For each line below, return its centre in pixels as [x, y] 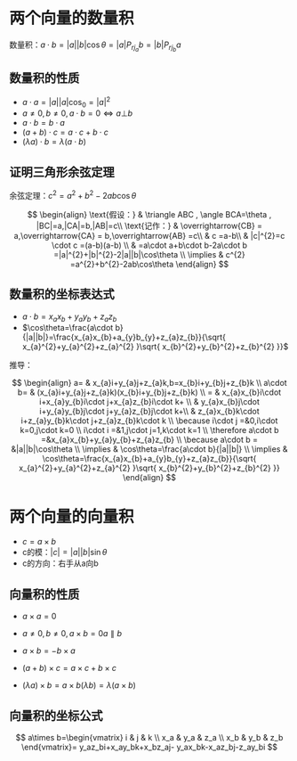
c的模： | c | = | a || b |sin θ [64, 552]
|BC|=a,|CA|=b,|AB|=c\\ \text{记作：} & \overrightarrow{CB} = [149, 225]
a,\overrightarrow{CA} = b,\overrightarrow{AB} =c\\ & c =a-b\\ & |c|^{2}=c [149, 235]
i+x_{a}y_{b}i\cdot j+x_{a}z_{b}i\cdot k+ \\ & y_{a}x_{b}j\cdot [149, 402]
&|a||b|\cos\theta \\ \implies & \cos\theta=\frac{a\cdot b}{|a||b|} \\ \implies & [149, 449]
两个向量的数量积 [72, 18]
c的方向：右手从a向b [60, 563]
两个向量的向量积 [72, 516]
